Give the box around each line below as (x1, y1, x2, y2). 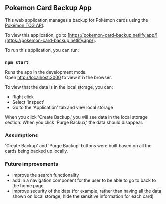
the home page (12, 182, 44, 188)
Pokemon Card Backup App (5, 4, 92, 12)
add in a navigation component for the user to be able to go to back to (12, 177, 156, 183)
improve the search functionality (12, 172, 79, 178)
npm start (5, 59, 29, 65)
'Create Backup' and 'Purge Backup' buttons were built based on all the (5, 143, 152, 149)
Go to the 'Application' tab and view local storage (12, 104, 113, 111)
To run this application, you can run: (5, 47, 79, 53)
